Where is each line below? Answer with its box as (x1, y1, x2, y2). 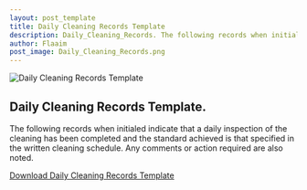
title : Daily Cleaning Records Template (9, 22, 166, 31)
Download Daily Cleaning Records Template (9, 170, 175, 181)
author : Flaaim (9, 38, 68, 48)
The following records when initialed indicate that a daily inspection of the (9, 122, 288, 133)
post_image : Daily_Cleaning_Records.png (9, 47, 166, 57)
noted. (9, 152, 34, 163)
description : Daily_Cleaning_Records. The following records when (9, 30, 268, 39)
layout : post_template (9, 13, 96, 23)
